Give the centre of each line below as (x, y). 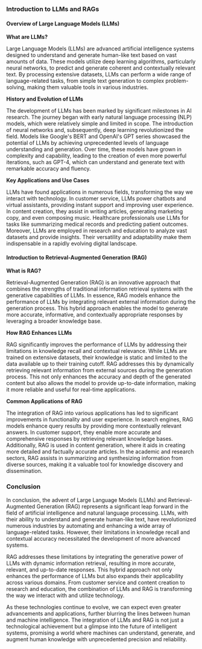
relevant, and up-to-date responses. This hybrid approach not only (89, 569)
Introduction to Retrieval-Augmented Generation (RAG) (77, 257)
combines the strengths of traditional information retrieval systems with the (99, 289)
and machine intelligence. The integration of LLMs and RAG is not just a (95, 620)
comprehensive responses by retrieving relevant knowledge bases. (90, 439)
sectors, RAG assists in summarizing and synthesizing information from (95, 458)
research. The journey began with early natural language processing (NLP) (99, 117)
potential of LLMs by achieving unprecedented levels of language (87, 143)
